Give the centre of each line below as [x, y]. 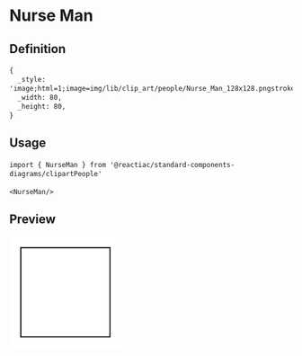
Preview [33, 220]
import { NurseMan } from [58, 165]
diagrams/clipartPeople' [56, 174]
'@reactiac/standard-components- [172, 165]
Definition [37, 49]
